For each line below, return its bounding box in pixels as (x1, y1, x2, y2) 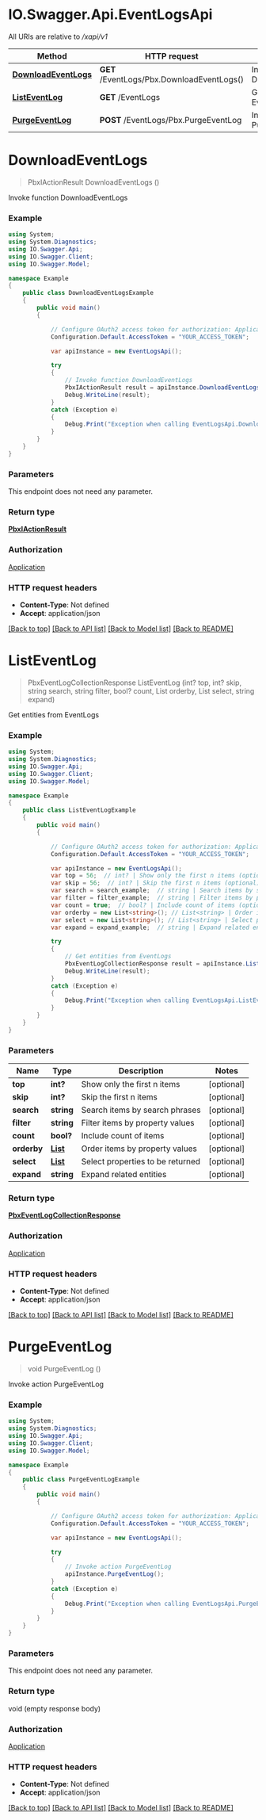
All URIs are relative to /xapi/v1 (8, 32, 108, 41)
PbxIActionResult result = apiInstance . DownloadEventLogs (64, 384, 260, 392)
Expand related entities (81, 1169, 167, 1180)
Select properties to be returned (81, 1156, 200, 1167)
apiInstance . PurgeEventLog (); (64, 1570, 165, 1578)
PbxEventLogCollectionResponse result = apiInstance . (64, 960, 246, 968)
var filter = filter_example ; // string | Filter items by (50, 894, 253, 902)
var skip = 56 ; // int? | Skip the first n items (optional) (50, 879, 260, 887)
